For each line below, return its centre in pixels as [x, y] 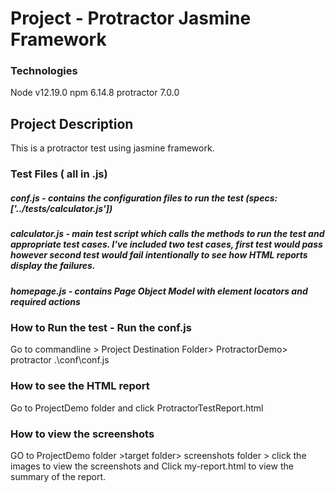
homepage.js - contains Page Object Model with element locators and [159, 291]
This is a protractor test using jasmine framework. [112, 148]
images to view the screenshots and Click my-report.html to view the [152, 466]
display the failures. [53, 266]
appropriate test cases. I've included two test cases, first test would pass [166, 244]
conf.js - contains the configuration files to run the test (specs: [144, 198]
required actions [45, 301]
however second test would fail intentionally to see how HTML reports [159, 255]
